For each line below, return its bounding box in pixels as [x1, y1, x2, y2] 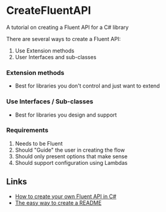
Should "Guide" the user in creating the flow [14, 146, 125, 153]
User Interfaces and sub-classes [14, 53, 97, 60]
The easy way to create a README [14, 199, 102, 206]
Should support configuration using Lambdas [14, 159, 128, 166]
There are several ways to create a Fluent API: [6, 35, 121, 42]
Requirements [6, 126, 49, 135]
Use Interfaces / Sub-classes [6, 97, 94, 106]
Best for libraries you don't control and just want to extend [14, 82, 160, 89]
